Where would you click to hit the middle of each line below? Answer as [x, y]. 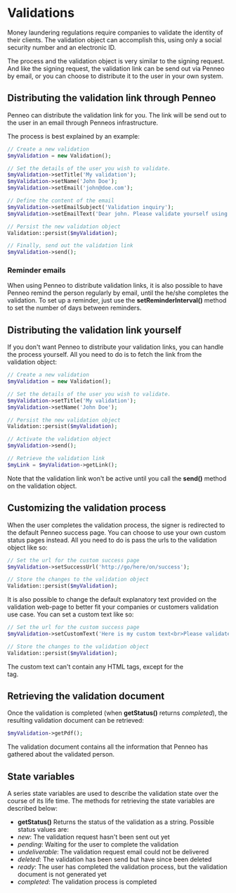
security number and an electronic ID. [62, 47]
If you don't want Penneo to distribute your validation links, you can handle [116, 347]
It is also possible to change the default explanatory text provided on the [112, 600]
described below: [32, 809]
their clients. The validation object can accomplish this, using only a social [114, 39]
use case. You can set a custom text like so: [71, 614]
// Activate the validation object [59, 439]
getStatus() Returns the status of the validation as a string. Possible [116, 822]
